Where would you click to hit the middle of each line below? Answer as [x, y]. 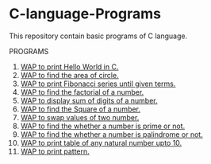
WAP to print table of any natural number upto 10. [101, 143]
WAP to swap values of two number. [80, 117]
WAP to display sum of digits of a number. [89, 100]
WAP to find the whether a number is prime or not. [103, 126]
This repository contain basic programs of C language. [98, 36]
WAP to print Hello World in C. [69, 66]
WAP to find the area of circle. [69, 75]
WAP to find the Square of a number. [81, 109]
